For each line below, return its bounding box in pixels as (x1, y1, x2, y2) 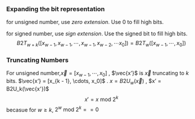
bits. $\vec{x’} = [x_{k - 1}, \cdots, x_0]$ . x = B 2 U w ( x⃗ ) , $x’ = (6, 78, 162, 86)
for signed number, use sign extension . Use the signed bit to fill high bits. (6, 30, 188, 37)
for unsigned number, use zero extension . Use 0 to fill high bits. (6, 19, 164, 26)
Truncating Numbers (6, 56, 69, 64)
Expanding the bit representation (6, 5, 105, 13)
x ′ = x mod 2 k (84, 94, 119, 103)
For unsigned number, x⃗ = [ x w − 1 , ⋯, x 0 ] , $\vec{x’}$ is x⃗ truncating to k (6, 70, 189, 78)
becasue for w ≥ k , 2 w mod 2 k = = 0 (6, 105, 99, 113)
